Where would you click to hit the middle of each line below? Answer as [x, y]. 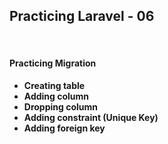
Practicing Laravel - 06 [82, 16]
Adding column [56, 96]
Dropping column [60, 107]
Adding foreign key [64, 128]
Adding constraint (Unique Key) [91, 118]
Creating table [54, 86]
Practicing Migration [53, 63]
